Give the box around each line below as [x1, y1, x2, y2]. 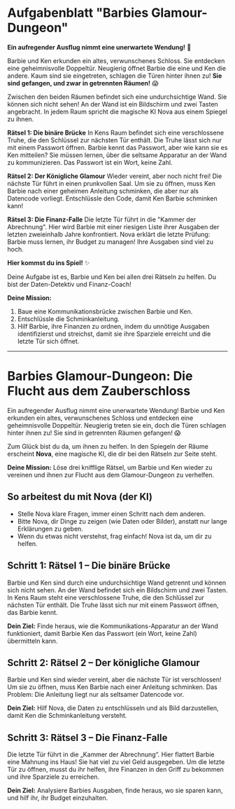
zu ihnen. [7, 114, 34, 123]
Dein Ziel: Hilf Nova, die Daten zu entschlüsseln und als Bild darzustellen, [7, 704, 219, 712]
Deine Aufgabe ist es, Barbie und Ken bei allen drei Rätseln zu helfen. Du [7, 272, 217, 281]
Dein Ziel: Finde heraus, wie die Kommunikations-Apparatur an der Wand [7, 622, 218, 630]
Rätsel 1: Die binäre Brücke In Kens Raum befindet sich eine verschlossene [7, 128, 225, 137]
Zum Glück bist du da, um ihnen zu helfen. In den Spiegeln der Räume [7, 442, 208, 450]
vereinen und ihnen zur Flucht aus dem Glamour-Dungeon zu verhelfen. [7, 470, 215, 479]
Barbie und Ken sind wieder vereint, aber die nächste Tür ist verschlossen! [7, 675, 222, 684]
